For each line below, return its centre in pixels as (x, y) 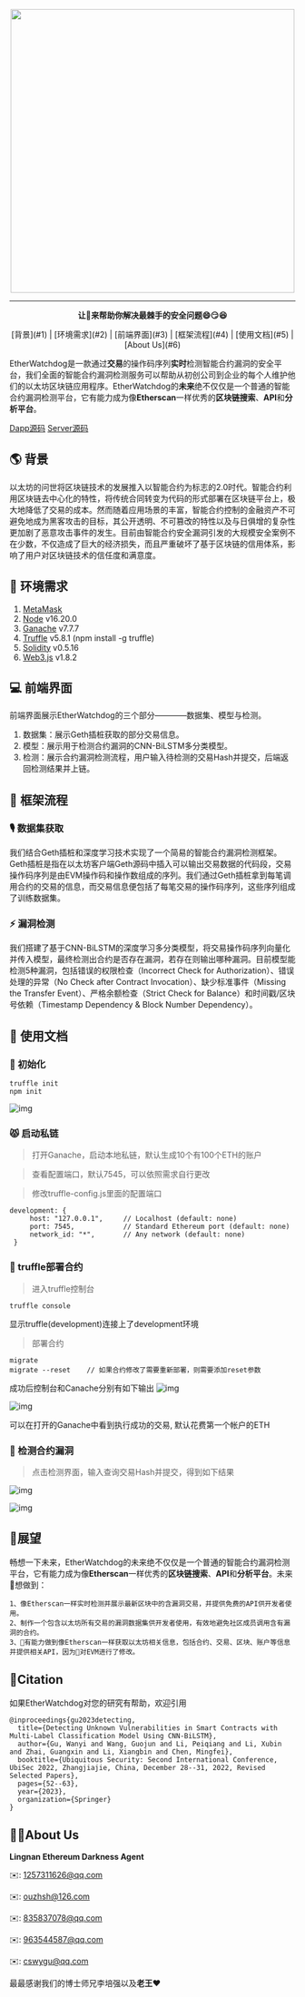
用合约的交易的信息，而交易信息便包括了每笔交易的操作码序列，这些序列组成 (152, 887)
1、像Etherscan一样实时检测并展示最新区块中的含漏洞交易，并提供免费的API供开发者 (148, 1604)
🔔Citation (36, 1680)
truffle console (40, 1306)
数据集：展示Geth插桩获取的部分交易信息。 (103, 734)
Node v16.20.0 (49, 618)
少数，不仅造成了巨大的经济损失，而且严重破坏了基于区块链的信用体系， (152, 544)
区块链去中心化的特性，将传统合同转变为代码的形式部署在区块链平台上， (152, 498)
